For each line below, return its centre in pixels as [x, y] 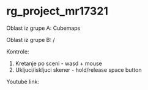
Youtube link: [23, 81]
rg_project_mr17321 [57, 11]
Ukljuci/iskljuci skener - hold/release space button [78, 70]
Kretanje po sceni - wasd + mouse [59, 63]
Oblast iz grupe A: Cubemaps [43, 28]
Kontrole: [18, 51]
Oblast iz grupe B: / [31, 40]
